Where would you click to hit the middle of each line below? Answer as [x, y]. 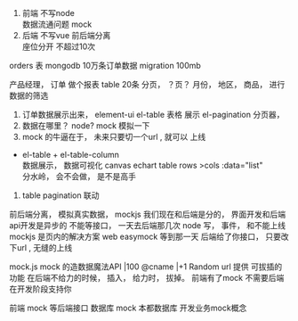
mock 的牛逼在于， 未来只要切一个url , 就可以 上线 [114, 137]
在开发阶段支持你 [40, 289]
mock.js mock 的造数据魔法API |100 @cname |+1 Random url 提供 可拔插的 [146, 267]
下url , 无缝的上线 [41, 247]
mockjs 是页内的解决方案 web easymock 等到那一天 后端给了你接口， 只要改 [149, 236]
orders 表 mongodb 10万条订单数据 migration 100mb [105, 66]
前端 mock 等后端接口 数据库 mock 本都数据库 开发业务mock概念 [128, 308]
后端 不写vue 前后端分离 [66, 35]
